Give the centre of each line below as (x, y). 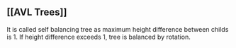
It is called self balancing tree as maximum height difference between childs (118, 29)
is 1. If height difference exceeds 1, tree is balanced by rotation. (99, 37)
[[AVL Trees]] (37, 12)
